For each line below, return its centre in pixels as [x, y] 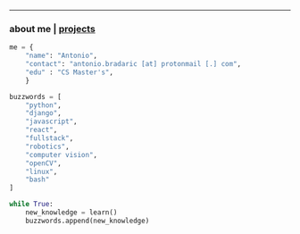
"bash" [37, 180]
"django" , [44, 113]
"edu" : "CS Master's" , [70, 72]
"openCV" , [44, 163]
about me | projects [52, 29]
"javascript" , [51, 121]
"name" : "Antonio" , [62, 56]
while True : [31, 205]
